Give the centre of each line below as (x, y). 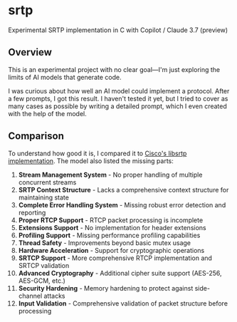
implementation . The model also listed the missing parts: (91, 161)
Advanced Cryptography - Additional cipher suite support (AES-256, (120, 273)
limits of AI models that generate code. (65, 77)
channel (30, 296)
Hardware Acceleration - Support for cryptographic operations (111, 250)
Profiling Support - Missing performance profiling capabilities (109, 235)
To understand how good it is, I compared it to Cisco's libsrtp (98, 153)
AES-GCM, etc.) (42, 281)
